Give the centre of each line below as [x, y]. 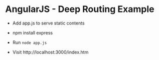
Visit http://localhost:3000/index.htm [50, 52]
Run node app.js [30, 42]
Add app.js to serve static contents [48, 23]
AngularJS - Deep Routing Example [80, 9]
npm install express [33, 32]
